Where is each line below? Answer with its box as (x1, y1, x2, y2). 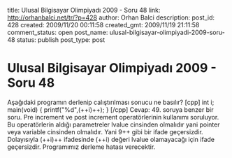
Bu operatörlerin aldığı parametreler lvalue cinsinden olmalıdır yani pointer (7, 120, 220, 129)
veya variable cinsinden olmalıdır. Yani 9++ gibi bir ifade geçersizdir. (7, 127, 204, 136)
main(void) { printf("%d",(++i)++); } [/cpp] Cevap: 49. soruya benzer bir (7, 105, 214, 114)
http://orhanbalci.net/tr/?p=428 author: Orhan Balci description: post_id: (7, 13, 215, 22)
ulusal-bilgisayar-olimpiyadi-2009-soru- (109, 28, 225, 36)
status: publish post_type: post (16, 36, 106, 44)
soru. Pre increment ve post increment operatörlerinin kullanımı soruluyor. (7, 113, 219, 121)
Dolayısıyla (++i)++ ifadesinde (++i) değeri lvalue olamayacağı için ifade (7, 135, 215, 143)
